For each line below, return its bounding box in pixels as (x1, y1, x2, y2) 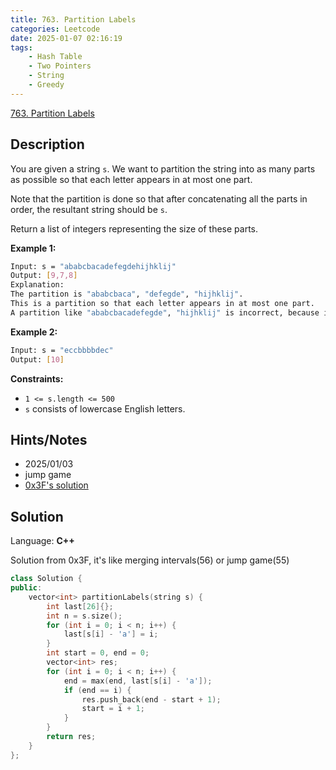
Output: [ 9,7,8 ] (10, 271, 78, 281)
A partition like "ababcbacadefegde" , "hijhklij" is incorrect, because (10, 307, 320, 318)
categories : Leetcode (10, 24, 101, 34)
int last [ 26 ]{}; (46, 601, 114, 611)
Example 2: (10, 326, 58, 338)
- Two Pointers (28, 61, 92, 71)
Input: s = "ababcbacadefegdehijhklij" (10, 261, 177, 271)
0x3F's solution (24, 479, 89, 491)
